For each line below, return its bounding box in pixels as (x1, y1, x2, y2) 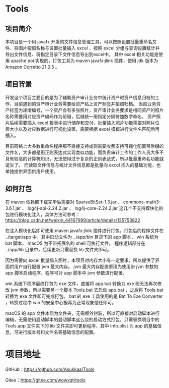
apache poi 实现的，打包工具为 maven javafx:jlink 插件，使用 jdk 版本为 (11, 58, 158, 64)
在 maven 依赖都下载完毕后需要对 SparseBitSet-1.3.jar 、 (5, 199, 122, 205)
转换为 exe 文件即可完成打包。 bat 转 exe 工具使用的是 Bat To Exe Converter (5, 293, 163, 299)
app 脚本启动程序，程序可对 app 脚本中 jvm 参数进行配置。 (5, 269, 127, 275)
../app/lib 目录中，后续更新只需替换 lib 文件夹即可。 (5, 246, 112, 252)
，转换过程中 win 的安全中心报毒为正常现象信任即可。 (5, 299, 117, 305)
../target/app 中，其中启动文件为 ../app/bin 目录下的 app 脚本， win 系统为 (5, 234, 159, 240)
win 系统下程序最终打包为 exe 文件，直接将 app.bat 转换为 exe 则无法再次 (5, 281, 157, 287)
